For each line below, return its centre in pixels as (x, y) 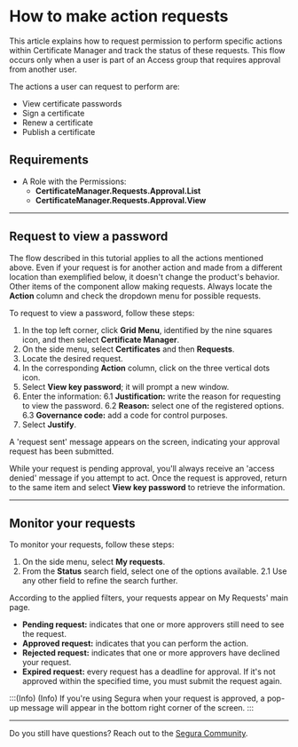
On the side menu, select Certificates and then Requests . (128, 349)
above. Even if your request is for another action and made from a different (146, 267)
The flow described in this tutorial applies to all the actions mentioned (137, 258)
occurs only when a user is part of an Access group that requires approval (145, 60)
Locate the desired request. (73, 358)
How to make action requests (119, 16)
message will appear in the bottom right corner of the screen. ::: (137, 708)
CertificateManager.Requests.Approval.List (118, 191)
